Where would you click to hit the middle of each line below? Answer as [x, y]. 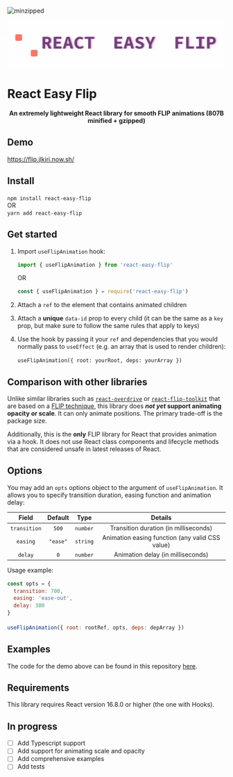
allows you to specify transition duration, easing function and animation [109, 495]
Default [58, 518]
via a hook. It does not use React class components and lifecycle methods [113, 442]
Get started [32, 235]
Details [161, 518]
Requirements [38, 688]
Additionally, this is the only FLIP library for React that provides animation [112, 434]
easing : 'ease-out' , [43, 598]
